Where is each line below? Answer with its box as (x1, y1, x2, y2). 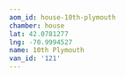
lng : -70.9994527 (9, 37, 73, 47)
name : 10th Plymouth (9, 46, 85, 55)
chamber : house (9, 21, 65, 30)
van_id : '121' (9, 54, 62, 63)
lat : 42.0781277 (9, 29, 69, 38)
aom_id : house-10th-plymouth (9, 12, 116, 22)
